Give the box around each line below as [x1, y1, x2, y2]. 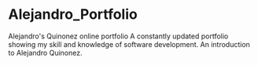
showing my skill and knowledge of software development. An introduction [8, 39, 250, 49]
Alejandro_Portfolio [8, 5, 138, 23]
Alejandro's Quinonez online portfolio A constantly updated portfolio [8, 31, 229, 41]
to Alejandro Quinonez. [8, 48, 83, 57]
